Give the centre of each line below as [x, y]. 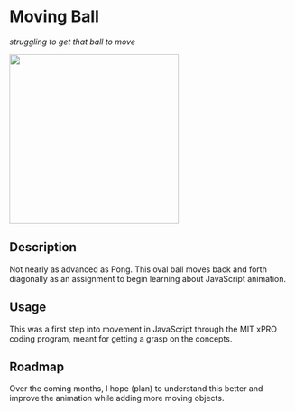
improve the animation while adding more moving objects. [117, 398]
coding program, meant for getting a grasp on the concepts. [121, 338]
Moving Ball [54, 17]
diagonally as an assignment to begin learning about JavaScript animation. [148, 278]
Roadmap [37, 366]
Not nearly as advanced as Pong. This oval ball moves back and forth [138, 269]
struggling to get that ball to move [73, 42]
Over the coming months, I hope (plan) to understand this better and [136, 389]
